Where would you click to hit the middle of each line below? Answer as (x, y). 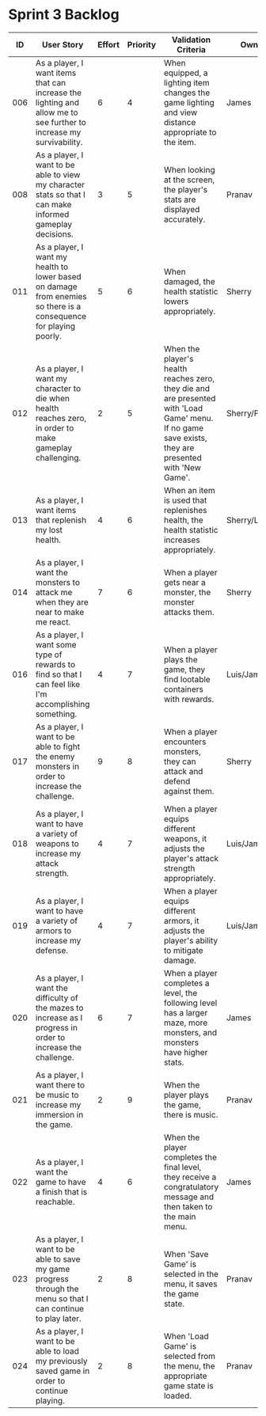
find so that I (59, 674)
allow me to (57, 112)
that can (51, 82)
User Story (63, 44)
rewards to (55, 664)
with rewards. (189, 699)
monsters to (58, 582)
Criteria (191, 49)
